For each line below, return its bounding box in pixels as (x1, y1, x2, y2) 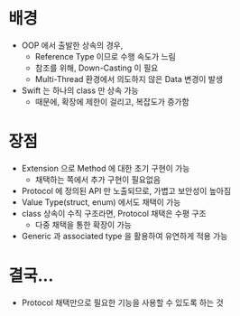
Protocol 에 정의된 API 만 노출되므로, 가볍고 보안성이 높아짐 (21, 185, 232, 196)
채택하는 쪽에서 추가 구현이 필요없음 (34, 173, 162, 185)
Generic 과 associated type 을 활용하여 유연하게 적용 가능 (21, 230, 228, 241)
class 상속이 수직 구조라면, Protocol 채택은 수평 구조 (21, 208, 207, 218)
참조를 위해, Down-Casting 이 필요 (34, 62, 159, 73)
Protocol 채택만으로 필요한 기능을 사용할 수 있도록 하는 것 (21, 297, 224, 308)
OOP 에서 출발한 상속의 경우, (21, 40, 124, 51)
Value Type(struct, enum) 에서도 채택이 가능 (21, 196, 181, 208)
